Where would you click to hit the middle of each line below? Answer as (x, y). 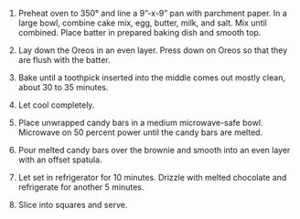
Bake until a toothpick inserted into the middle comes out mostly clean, (152, 78)
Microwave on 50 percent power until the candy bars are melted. (140, 132)
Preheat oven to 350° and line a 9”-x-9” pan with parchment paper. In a (153, 13)
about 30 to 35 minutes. (63, 87)
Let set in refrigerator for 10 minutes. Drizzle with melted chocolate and (152, 177)
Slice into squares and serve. (73, 205)
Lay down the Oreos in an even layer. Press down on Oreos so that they (153, 50)
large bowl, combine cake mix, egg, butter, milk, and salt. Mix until (143, 23)
